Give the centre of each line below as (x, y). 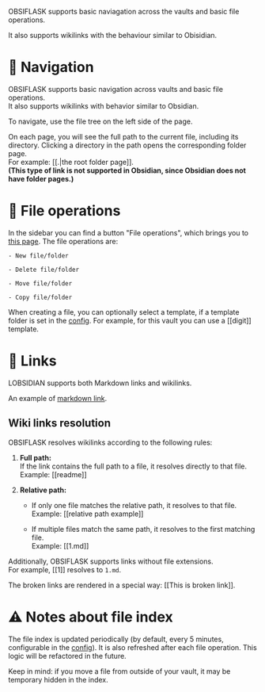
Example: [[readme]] (53, 474)
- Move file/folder (40, 283)
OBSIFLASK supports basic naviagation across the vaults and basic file (124, 11)
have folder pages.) (41, 178)
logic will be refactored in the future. (67, 656)
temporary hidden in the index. (58, 679)
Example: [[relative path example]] (87, 514)
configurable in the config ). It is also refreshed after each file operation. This (132, 647)
